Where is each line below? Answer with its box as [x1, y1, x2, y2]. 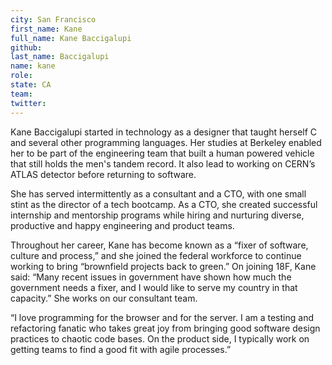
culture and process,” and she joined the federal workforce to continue [10, 249, 302, 261]
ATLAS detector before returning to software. [10, 168, 197, 180]
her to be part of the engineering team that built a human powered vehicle [10, 147, 315, 159]
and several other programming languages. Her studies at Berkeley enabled [10, 136, 322, 148]
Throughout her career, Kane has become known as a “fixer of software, [10, 239, 309, 251]
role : [10, 71, 33, 81]
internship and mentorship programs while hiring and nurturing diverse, [10, 209, 305, 221]
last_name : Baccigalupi [10, 52, 110, 62]
